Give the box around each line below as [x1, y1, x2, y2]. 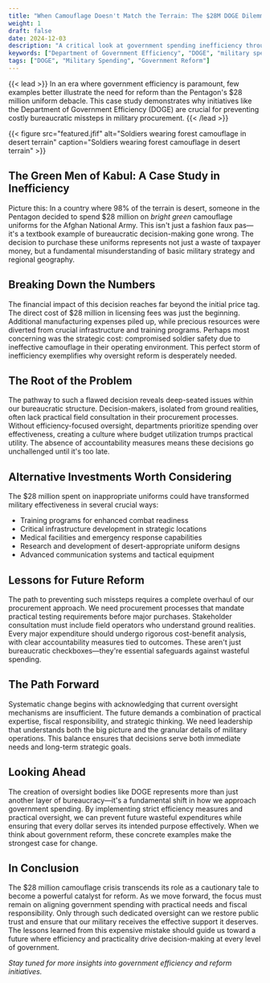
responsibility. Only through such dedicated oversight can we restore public [8, 908, 260, 919]
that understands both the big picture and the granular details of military [8, 724, 247, 734]
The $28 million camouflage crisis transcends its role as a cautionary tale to [8, 883, 260, 893]
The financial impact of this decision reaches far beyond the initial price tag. [8, 299, 260, 309]
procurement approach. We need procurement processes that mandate [8, 603, 245, 612]
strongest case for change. [8, 838, 98, 848]
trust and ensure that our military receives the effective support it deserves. [8, 917, 259, 927]
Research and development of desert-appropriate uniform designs [19, 541, 240, 551]
